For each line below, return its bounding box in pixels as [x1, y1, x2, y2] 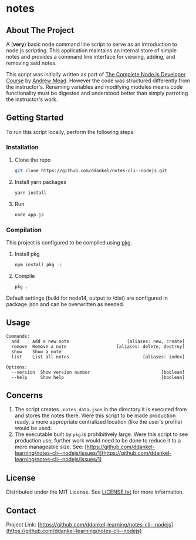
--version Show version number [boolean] [11, 369, 185, 375]
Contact [6, 505, 36, 515]
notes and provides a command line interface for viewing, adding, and [6, 53, 175, 60]
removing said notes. [6, 59, 57, 66]
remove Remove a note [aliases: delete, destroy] [11, 343, 185, 350]
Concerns [6, 390, 43, 400]
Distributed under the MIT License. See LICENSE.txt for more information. [6, 488, 184, 495]
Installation [6, 143, 39, 151]
